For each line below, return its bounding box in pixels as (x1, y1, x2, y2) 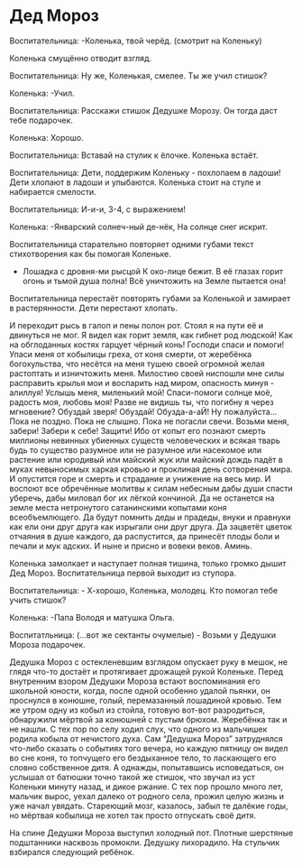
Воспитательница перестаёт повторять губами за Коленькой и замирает (9, 292, 291, 303)
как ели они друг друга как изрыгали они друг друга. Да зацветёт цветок (9, 521, 293, 532)
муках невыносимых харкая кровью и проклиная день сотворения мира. (9, 464, 293, 474)
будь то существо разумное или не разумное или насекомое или (9, 444, 262, 456)
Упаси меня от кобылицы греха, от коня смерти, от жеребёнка (9, 348, 252, 359)
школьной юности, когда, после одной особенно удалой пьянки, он (9, 685, 270, 696)
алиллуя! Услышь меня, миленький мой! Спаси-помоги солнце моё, (9, 387, 273, 398)
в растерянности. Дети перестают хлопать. (9, 302, 178, 313)
